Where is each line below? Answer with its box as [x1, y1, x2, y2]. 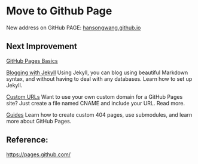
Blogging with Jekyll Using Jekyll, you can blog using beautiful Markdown [6, 69, 188, 76]
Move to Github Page [6, 4, 112, 18]
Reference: [6, 135, 48, 145]
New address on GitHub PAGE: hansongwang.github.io [6, 24, 141, 31]
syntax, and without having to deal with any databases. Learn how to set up [6, 75, 193, 82]
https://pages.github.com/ [6, 151, 71, 158]
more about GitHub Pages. [6, 117, 72, 124]
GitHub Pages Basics [6, 57, 58, 64]
